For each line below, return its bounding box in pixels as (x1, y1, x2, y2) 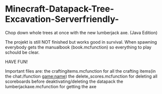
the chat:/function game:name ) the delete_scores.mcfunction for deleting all (5, 73, 158, 79)
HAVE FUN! (5, 59, 28, 64)
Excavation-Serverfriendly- (5, 14, 119, 25)
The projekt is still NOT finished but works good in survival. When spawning (5, 39, 157, 45)
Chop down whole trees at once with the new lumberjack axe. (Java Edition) (5, 30, 158, 35)
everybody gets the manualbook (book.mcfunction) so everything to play (5, 44, 152, 50)
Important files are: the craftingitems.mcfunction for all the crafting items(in (5, 68, 156, 74)
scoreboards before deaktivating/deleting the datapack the (5, 78, 124, 84)
